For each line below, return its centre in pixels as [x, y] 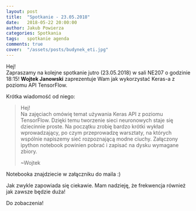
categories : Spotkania [34, 33]
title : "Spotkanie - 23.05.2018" [48, 17]
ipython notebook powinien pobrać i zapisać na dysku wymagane [99, 145]
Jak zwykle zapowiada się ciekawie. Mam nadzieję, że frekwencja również [96, 185]
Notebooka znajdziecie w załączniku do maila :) [63, 174]
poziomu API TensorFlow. [37, 85]
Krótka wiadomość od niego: [41, 96]
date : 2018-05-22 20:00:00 [42, 22]
